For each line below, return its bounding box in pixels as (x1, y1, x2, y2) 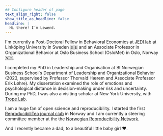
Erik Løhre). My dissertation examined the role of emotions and (5, 81, 133, 86)
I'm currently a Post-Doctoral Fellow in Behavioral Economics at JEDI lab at (5, 39, 157, 45)
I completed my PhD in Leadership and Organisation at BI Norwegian (5, 65, 144, 71)
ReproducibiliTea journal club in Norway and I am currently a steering (5, 111, 145, 117)
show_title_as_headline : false (5, 16, 69, 21)
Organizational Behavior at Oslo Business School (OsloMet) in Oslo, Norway (5, 50, 159, 55)
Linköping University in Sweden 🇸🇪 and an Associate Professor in (5, 44, 139, 50)
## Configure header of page (5, 7, 65, 12)
